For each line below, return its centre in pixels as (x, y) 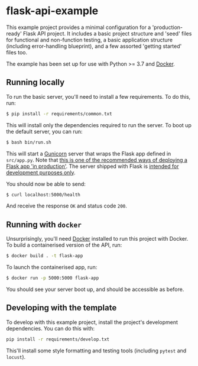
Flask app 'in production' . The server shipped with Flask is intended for (92, 166)
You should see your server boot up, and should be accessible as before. (95, 289)
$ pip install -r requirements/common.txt (59, 114)
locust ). (16, 357)
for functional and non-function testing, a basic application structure (90, 40)
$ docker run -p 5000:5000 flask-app (53, 278)
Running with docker (44, 224)
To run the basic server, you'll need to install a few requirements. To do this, (98, 96)
